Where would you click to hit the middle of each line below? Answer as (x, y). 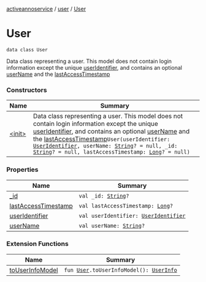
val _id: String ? (104, 196)
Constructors (27, 90)
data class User (27, 50)
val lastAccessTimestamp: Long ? (126, 206)
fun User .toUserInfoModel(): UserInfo (121, 270)
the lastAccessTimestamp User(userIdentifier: (101, 139)
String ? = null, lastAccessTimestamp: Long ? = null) (111, 152)
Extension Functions (37, 244)
